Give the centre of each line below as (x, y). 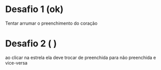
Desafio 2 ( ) (31, 44)
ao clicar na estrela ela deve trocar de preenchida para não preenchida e (80, 57)
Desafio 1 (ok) (34, 9)
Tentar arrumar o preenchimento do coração (51, 23)
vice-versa (16, 63)
